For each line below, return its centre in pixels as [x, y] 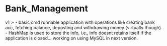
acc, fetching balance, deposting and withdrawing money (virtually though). [84, 27]
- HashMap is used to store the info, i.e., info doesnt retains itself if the [78, 33]
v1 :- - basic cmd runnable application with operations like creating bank [80, 22]
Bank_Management [47, 9]
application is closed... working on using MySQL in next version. [72, 38]
